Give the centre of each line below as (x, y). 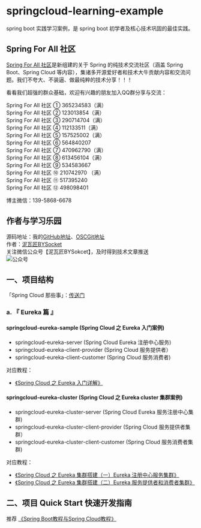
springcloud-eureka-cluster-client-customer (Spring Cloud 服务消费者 (101, 442)
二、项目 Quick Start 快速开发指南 (69, 503)
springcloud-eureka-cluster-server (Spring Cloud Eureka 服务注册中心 (102, 412)
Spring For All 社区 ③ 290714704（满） (56, 120)
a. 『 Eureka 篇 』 (31, 312)
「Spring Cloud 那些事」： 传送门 (46, 295)
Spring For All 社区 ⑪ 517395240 (47, 180)
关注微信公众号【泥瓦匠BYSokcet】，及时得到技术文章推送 (77, 251)
